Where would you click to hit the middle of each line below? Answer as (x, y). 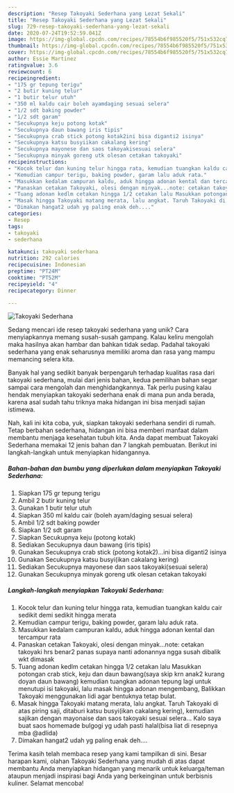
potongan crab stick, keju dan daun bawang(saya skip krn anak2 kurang (121, 674)
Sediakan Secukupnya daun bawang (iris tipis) (84, 545)
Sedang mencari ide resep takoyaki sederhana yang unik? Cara (99, 330)
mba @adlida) (38, 733)
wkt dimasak (36, 659)
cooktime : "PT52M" (34, 278)
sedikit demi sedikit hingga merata (67, 615)
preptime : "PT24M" (34, 271)
